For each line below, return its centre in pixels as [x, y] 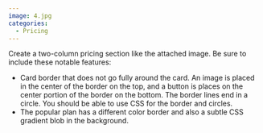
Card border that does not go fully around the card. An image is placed [137, 78]
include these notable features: [60, 62]
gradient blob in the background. [74, 121]
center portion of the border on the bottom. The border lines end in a [134, 95]
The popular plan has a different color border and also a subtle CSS [131, 112]
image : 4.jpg [30, 16]
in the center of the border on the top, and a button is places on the [131, 86]
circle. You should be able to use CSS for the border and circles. [126, 104]
